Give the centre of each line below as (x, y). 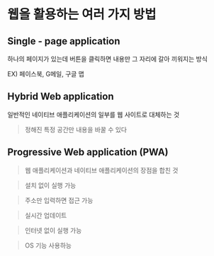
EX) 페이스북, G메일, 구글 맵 (46, 74)
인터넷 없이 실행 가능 (53, 230)
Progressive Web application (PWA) (88, 152)
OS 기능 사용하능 (48, 245)
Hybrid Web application (61, 97)
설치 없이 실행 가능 (50, 185)
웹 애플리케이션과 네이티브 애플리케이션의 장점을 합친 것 (101, 170)
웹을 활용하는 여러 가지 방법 (82, 14)
